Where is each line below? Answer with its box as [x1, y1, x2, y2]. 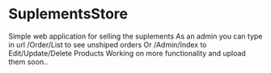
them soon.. [8, 57, 49, 67]
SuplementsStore [8, 5, 128, 23]
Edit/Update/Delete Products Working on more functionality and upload [8, 48, 247, 58]
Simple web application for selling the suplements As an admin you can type [8, 31, 263, 41]
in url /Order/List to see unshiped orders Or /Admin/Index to [8, 39, 208, 49]
